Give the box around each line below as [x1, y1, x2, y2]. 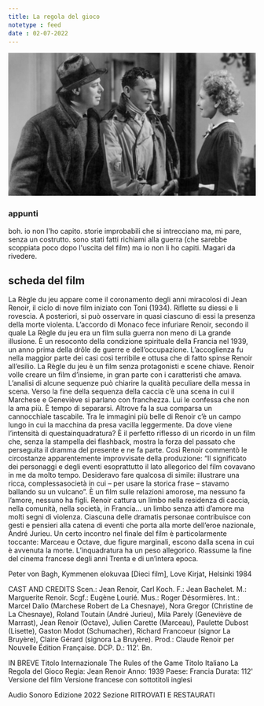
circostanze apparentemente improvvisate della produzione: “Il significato [8, 453, 247, 464]
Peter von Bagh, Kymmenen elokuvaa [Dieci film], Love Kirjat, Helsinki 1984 [8, 569, 252, 578]
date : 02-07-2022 [8, 29, 68, 37]
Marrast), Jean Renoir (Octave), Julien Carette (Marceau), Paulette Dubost [8, 618, 249, 627]
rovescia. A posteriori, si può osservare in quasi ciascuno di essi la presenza [8, 312, 255, 321]
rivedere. [8, 251, 38, 261]
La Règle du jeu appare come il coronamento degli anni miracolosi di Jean [8, 295, 247, 305]
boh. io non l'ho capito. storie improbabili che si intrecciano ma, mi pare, [8, 226, 242, 235]
